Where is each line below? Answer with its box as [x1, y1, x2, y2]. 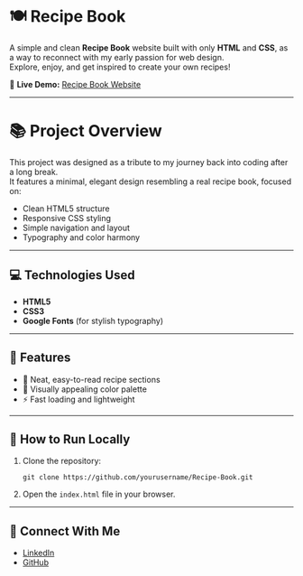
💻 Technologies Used [9, 267, 135, 283]
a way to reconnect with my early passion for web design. [9, 51, 225, 62]
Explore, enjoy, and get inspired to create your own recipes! [9, 61, 231, 72]
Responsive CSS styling [22, 212, 111, 223]
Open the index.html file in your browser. [22, 488, 176, 500]
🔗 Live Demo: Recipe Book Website [9, 79, 142, 89]
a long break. [9, 166, 59, 177]
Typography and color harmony [22, 231, 141, 243]
